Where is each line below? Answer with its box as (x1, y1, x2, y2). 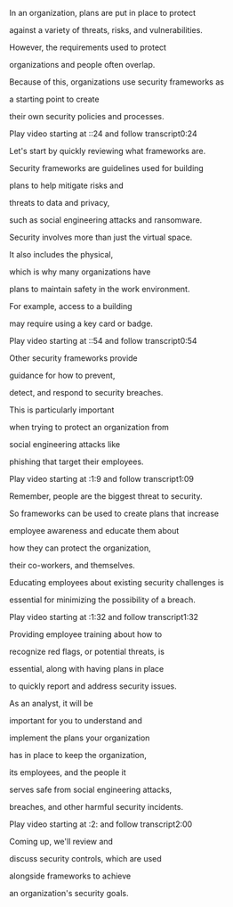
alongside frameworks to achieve (9, 870, 132, 881)
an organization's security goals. (9, 888, 129, 898)
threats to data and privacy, (9, 198, 110, 208)
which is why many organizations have (9, 266, 151, 277)
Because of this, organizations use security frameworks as (9, 77, 225, 87)
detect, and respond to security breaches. (9, 388, 164, 397)
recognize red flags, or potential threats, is (9, 646, 165, 657)
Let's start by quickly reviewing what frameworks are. (9, 146, 206, 156)
